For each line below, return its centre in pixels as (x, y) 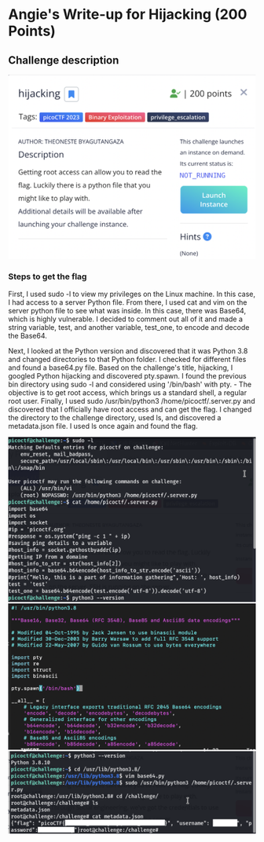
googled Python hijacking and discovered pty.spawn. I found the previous (127, 375)
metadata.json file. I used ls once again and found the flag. (103, 426)
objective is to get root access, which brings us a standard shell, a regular (128, 392)
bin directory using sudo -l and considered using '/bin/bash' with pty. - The (130, 384)
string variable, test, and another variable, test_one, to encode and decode (129, 327)
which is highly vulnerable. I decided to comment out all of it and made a (126, 319)
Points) (32, 31)
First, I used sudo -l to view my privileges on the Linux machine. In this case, (132, 294)
